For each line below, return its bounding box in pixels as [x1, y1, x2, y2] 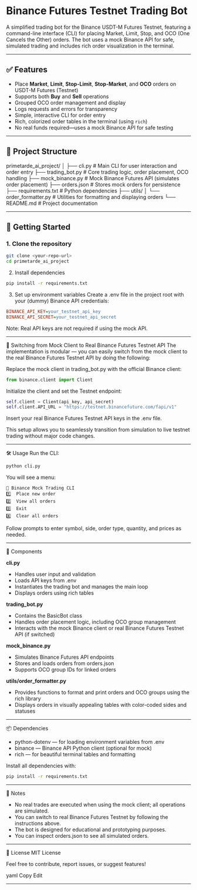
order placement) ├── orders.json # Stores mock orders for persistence [6, 181, 181, 188]
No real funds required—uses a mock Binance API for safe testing [14, 124, 174, 131]
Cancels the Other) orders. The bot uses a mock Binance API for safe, [6, 36, 175, 43]
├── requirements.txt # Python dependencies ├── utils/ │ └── [6, 187, 160, 194]
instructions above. [14, 820, 62, 827]
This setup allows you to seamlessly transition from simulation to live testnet [6, 426, 191, 433]
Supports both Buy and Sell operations [14, 93, 109, 100]
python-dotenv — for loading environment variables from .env [14, 739, 165, 746]
